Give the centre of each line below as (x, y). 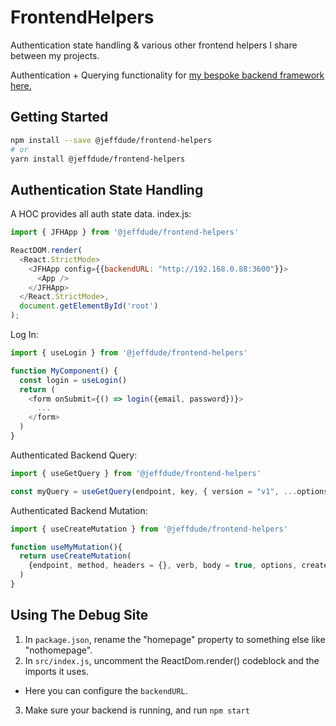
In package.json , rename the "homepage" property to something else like (175, 639)
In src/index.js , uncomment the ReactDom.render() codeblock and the (172, 660)
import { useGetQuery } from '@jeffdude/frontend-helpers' (136, 473)
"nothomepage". (58, 650)
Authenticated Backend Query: (74, 455)
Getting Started (59, 117)
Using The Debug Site (79, 615)
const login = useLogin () (73, 380)
